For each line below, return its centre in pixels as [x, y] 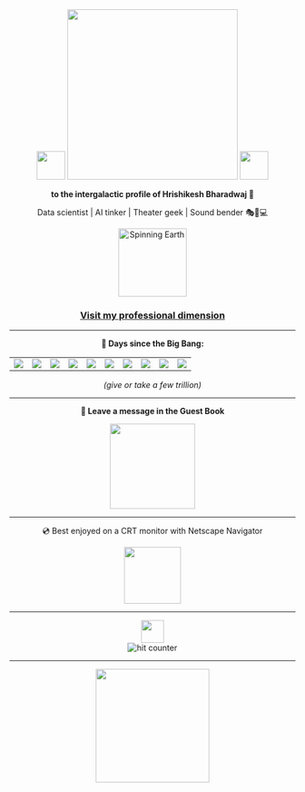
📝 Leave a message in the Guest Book [152, 411]
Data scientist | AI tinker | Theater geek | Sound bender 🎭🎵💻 [152, 212]
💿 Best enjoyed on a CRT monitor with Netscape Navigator [152, 531]
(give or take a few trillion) [152, 385]
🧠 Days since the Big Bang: [152, 343]
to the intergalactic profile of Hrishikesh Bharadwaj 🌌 [152, 194]
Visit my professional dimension [152, 315]
